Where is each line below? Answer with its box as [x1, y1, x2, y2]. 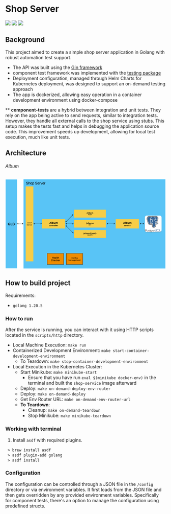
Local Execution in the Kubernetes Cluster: [12, 364, 102, 370]
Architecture [5, 149, 47, 157]
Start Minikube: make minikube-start [20, 369, 97, 376]
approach [12, 86, 33, 92]
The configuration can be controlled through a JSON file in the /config [5, 481, 154, 487]
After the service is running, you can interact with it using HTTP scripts [5, 326, 154, 333]
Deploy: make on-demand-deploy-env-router [20, 385, 111, 391]
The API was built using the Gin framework [12, 64, 103, 71]
